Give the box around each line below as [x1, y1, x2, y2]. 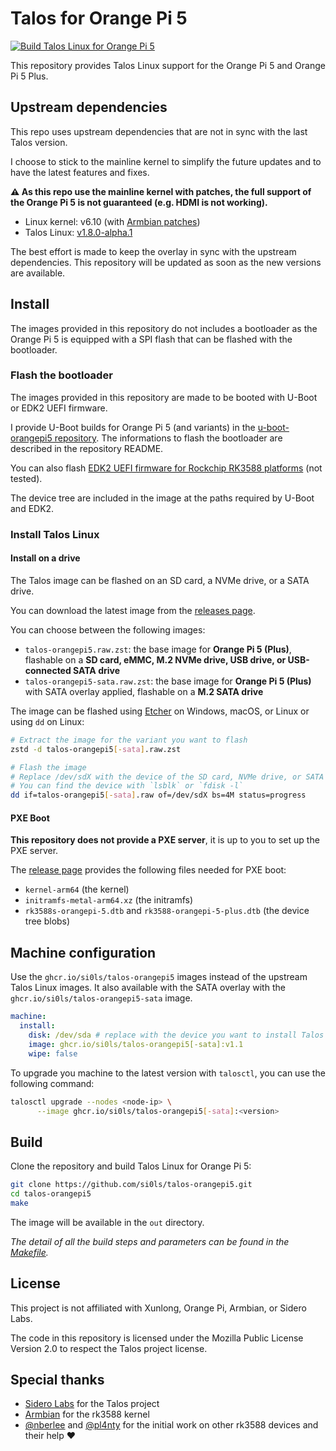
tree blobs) [24, 915, 71, 927]
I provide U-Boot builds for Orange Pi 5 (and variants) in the [10, 421, 256, 433]
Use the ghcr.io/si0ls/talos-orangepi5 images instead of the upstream [10, 971, 308, 983]
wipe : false [28, 1048, 78, 1059]
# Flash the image [10, 762, 87, 772]
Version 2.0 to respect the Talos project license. [10, 1342, 208, 1354]
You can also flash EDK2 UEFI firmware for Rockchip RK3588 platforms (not [10, 462, 323, 474]
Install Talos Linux [10, 527, 100, 541]
